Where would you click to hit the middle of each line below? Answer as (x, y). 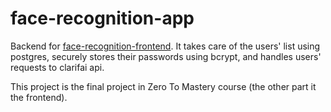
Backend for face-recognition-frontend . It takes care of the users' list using (165, 46)
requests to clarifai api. (57, 67)
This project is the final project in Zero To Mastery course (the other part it (163, 86)
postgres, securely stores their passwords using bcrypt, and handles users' (166, 56)
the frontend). (39, 97)
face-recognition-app (102, 18)
